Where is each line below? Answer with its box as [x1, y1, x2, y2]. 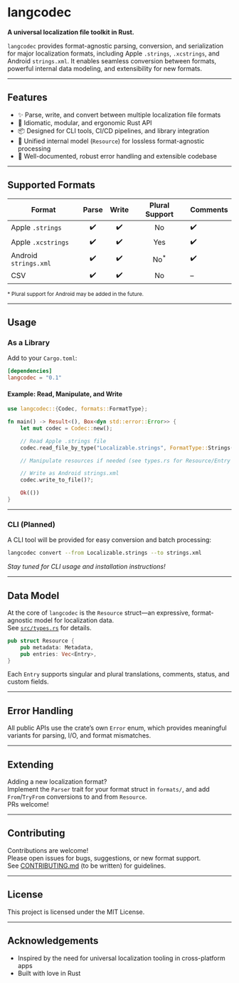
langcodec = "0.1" [7, 374, 62, 381]
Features [7, 92, 48, 104]
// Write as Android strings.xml [20, 470, 119, 477]
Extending [7, 758, 54, 770]
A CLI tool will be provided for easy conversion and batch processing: [7, 536, 212, 544]
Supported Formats [7, 179, 96, 191]
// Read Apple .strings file [20, 437, 107, 445]
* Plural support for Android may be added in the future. [7, 290, 144, 297]
